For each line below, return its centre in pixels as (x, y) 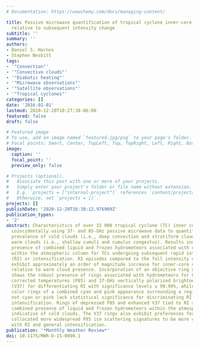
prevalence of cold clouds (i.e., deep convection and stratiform (95, 237)
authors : (17, 44)
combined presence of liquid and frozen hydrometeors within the (94, 308)
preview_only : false (37, 165)
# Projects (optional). (36, 176)
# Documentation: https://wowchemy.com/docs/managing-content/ (86, 12)
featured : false (26, 116)
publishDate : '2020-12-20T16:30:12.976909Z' (62, 209)
